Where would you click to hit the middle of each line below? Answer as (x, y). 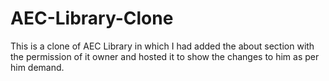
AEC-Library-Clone (92, 18)
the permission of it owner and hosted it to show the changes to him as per (165, 56)
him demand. (37, 67)
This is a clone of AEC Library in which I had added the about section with (162, 46)
